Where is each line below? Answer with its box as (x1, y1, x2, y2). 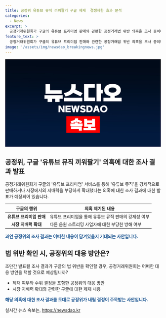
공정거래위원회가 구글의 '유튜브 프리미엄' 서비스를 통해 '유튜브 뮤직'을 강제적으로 (5, 181, 160, 187)
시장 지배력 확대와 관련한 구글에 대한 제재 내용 (12, 286, 101, 292)
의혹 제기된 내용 (84, 206, 115, 212)
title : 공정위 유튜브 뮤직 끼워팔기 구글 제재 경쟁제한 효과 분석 (5, 8, 122, 13)
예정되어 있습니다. (14, 194, 49, 200)
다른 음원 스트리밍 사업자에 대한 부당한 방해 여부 (49, 221, 142, 227)
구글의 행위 (15, 206, 37, 212)
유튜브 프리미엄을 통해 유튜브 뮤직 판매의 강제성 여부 (49, 213, 150, 219)
